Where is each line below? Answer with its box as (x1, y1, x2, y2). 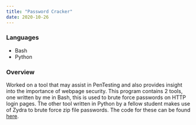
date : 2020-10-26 (6, 14, 49, 20)
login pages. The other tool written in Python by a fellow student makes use (6, 100, 191, 107)
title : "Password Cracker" (6, 8, 73, 15)
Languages (6, 34, 40, 42)
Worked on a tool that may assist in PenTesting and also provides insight (6, 81, 182, 88)
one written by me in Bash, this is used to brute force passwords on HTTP (6, 94, 187, 101)
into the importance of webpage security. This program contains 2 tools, (6, 88, 183, 95)
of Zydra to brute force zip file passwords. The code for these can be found (6, 107, 191, 114)
